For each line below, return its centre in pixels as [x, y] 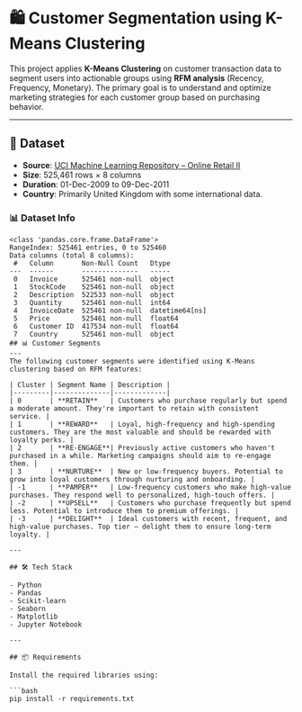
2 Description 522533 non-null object [94, 295]
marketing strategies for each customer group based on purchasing [135, 97]
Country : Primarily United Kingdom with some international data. [142, 194]
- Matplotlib [34, 617]
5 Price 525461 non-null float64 [96, 319]
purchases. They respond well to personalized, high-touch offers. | [142, 496]
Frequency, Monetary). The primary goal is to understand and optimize [140, 87]
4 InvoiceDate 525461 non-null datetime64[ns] [110, 311]
